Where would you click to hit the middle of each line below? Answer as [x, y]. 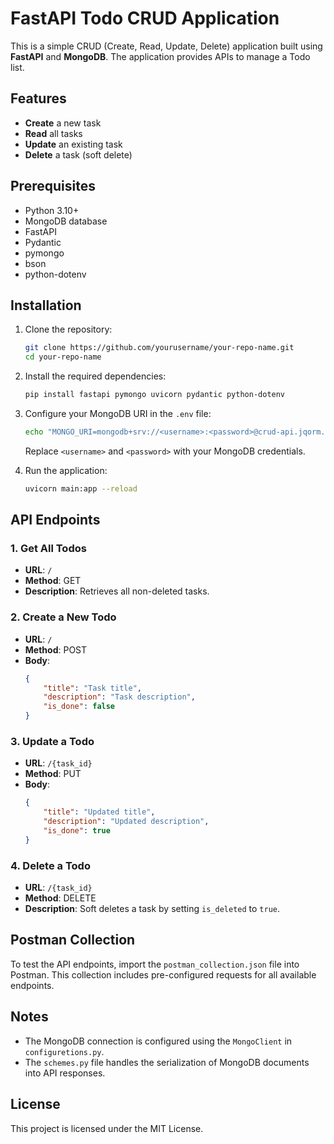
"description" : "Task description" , [119, 697]
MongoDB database [66, 221]
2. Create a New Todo [63, 617]
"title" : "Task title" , [92, 688]
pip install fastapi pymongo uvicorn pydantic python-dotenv [155, 395]
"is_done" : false [79, 707]
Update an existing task [73, 144]
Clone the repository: [68, 329]
